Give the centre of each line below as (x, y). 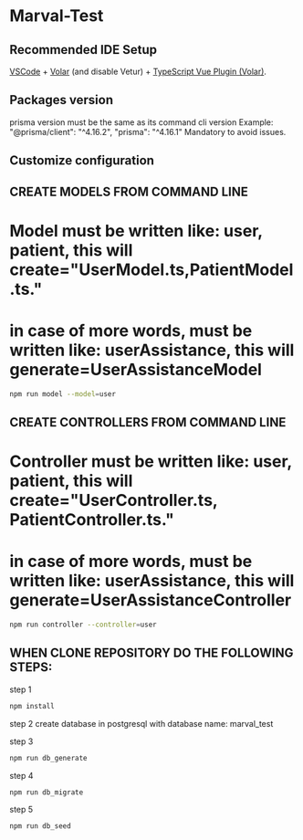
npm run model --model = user (63, 394)
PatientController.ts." (92, 520)
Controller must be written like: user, (151, 462)
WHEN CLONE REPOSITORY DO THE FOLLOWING (151, 653)
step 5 (21, 810)
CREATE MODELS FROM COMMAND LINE (129, 191)
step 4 (21, 775)
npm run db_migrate (47, 792)
